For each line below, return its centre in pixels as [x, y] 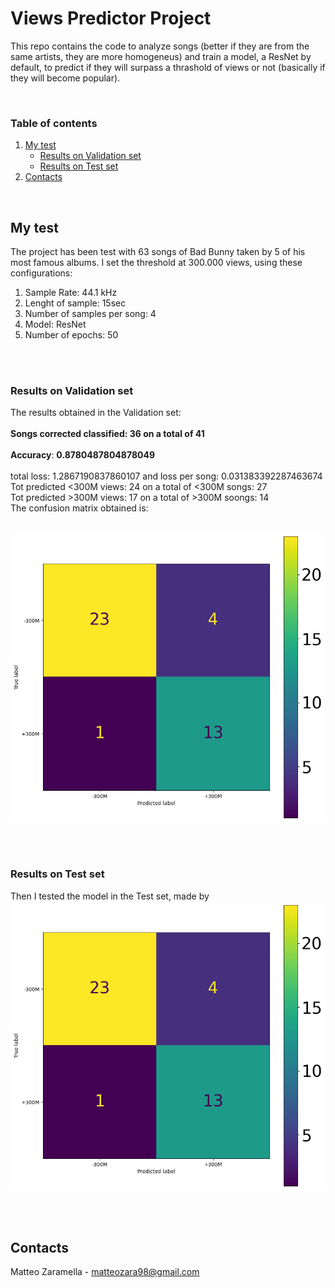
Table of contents [54, 123]
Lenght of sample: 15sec [75, 303]
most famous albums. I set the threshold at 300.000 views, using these [156, 263]
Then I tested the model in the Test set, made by [110, 896]
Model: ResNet [55, 324]
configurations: [41, 273]
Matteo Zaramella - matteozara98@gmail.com [105, 1272]
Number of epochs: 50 [71, 335]
